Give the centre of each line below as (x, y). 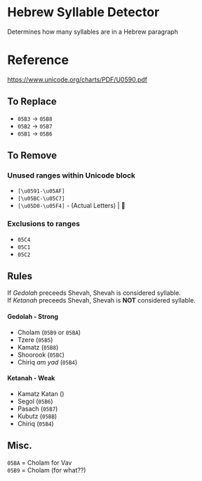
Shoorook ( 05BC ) (41, 355)
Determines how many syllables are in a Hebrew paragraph (93, 32)
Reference (38, 60)
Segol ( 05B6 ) (35, 401)
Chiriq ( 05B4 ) (35, 423)
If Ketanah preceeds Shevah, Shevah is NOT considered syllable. (102, 301)
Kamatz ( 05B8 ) (38, 347)
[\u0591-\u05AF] (41, 191)
